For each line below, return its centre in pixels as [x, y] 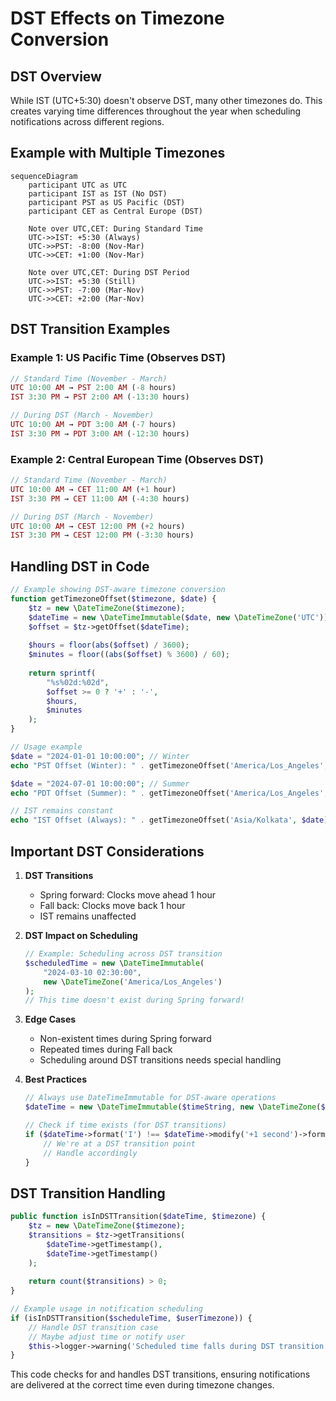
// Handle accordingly [90, 1153]
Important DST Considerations [107, 851]
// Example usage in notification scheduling [106, 1309]
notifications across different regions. [87, 121]
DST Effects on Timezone [117, 18]
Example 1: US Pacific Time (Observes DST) [118, 358]
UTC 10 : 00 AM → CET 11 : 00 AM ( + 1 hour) [93, 489]
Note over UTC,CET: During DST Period [109, 272]
